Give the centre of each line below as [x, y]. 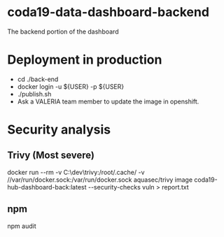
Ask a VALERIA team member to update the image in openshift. [108, 101]
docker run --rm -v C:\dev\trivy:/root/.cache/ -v [76, 172]
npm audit [22, 226]
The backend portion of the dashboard [63, 31]
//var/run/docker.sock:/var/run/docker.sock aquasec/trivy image [100, 180]
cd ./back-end [38, 79]
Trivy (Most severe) [51, 156]
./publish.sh [34, 94]
